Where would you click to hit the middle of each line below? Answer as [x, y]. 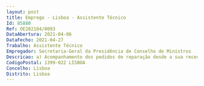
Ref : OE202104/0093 [31, 29]
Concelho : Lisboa [28, 68]
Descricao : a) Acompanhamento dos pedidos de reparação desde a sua [95, 57]
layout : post [23, 12]
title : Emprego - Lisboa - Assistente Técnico [66, 18]
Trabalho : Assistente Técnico [45, 46]
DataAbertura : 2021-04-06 [39, 35]
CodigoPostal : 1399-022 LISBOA [46, 62]
